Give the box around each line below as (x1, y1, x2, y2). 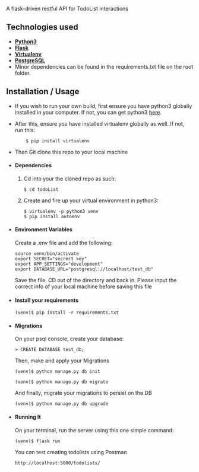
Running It (14, 413, 42, 420)
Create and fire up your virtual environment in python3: (23, 197, 159, 204)
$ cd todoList (23, 186, 59, 192)
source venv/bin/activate (14, 251, 79, 257)
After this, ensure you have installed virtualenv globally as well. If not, (14, 120, 185, 127)
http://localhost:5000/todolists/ (14, 460, 100, 466)
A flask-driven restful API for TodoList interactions (6, 5, 129, 12)
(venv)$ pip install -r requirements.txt (14, 310, 119, 316)
